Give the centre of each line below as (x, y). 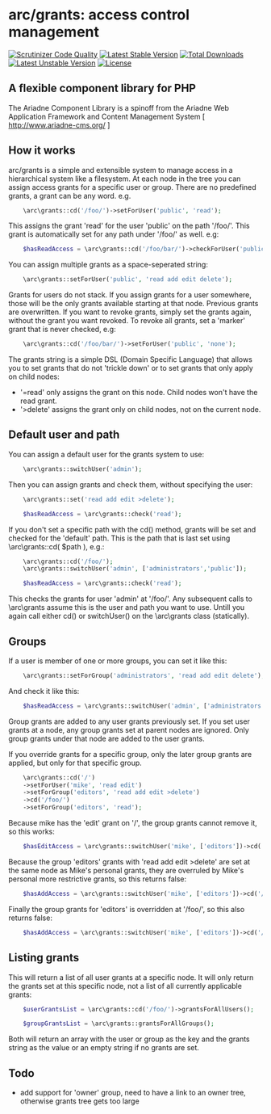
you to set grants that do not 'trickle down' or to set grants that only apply (131, 368)
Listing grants (44, 958)
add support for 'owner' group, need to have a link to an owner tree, (133, 1093)
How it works (42, 151)
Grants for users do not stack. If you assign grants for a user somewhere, (130, 295)
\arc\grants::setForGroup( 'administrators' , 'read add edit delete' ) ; (144, 675)
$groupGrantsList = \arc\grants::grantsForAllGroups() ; (119, 1024)
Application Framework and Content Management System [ (107, 116)
